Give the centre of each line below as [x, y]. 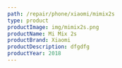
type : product [28, 21]
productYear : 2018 [34, 54]
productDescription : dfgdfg [49, 47]
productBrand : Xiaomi [39, 40]
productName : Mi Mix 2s [42, 34]
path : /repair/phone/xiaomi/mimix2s [61, 14]
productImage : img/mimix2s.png [53, 27]
